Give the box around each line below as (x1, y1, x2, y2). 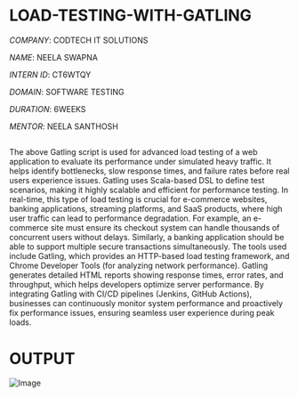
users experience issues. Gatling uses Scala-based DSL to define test (9, 175, 265, 186)
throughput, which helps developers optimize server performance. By (9, 280, 264, 290)
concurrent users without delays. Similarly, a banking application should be (9, 232, 285, 243)
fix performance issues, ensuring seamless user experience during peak (9, 308, 275, 319)
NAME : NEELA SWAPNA (9, 52, 98, 62)
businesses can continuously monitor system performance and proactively (9, 298, 283, 309)
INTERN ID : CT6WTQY (9, 69, 92, 80)
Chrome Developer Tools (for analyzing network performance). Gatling (9, 260, 269, 271)
